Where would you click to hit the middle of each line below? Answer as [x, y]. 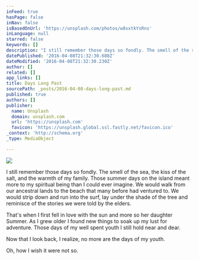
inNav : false [22, 23]
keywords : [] [22, 45]
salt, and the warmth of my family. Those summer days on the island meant [98, 178]
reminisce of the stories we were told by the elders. [69, 203]
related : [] [21, 72]
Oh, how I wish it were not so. [42, 251]
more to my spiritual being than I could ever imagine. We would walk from [96, 184]
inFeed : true [22, 12]
